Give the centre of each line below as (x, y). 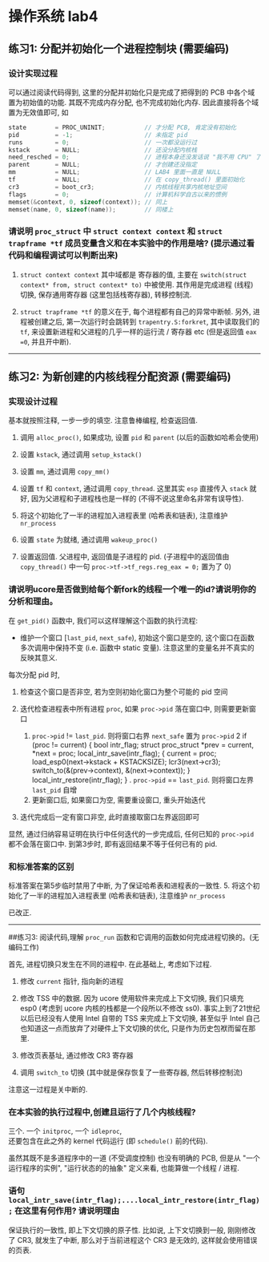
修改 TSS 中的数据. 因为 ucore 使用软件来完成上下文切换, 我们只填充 (132, 998)
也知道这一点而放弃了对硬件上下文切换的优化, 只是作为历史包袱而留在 (134, 1028)
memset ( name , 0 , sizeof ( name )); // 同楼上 (91, 209)
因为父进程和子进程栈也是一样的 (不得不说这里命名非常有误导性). (137, 498)
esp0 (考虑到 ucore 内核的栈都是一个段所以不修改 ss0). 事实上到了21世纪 (140, 1008)
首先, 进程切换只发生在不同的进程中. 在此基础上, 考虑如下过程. (110, 964)
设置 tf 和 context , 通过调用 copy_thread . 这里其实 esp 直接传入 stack (134, 489)
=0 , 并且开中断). (46, 341)
